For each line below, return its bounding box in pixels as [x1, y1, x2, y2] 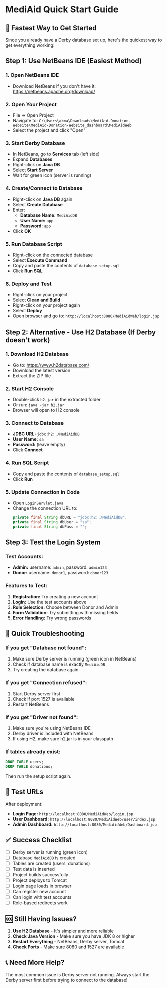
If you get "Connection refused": [5, 679, 87, 686]
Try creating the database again [12, 667, 79, 673]
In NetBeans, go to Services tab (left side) [12, 151, 100, 157]
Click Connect [12, 447, 43, 453]
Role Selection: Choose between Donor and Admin [12, 604, 119, 610]
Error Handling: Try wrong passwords [12, 615, 92, 621]
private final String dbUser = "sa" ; [12, 519, 92, 524]
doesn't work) [5, 336, 50, 344]
